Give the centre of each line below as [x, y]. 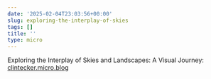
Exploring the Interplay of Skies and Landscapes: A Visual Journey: [106, 60]
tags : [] [20, 27]
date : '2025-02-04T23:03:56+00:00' [60, 14]
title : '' [22, 34]
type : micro [25, 40]
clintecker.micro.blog [38, 68]
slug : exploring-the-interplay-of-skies [68, 20]
